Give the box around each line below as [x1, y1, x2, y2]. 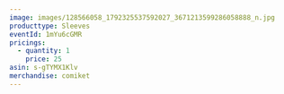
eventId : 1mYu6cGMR [9, 30, 83, 38]
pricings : [9, 38, 47, 47]
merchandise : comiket [9, 72, 91, 81]
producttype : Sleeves [9, 21, 91, 30]
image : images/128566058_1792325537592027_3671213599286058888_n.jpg [9, 13, 276, 22]
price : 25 [25, 55, 63, 64]
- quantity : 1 [17, 47, 70, 56]
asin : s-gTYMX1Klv [9, 64, 78, 73]
